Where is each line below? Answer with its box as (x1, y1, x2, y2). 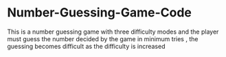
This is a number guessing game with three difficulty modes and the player (7, 27, 219, 36)
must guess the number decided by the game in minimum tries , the (7, 34, 199, 43)
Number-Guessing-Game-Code (7, 5, 192, 21)
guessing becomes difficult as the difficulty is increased (7, 42, 166, 50)
